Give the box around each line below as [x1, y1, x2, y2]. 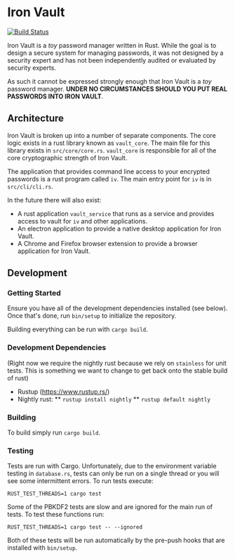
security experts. [7, 63, 56, 72]
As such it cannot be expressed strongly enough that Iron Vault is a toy [7, 77, 212, 85]
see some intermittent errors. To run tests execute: [7, 477, 154, 485]
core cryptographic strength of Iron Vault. [7, 153, 128, 162]
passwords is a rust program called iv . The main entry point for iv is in [7, 174, 212, 183]
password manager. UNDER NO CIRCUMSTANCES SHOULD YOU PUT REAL [7, 84, 228, 93]
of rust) [7, 373, 29, 382]
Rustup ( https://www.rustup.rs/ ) [17, 387, 110, 396]
